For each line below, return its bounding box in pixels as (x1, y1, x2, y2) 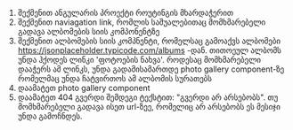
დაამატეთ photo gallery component (17, 83, 151, 93)
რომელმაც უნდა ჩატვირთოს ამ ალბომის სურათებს (17, 73, 212, 83)
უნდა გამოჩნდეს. (17, 111, 83, 121)
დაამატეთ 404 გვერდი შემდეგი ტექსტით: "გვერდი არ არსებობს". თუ (17, 92, 279, 103)
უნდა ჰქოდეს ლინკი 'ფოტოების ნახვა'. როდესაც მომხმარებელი (17, 55, 261, 65)
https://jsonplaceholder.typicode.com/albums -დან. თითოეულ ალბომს (17, 45, 282, 56)
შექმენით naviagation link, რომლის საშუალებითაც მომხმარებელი (17, 17, 266, 27)
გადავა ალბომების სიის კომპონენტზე (17, 27, 160, 36)
